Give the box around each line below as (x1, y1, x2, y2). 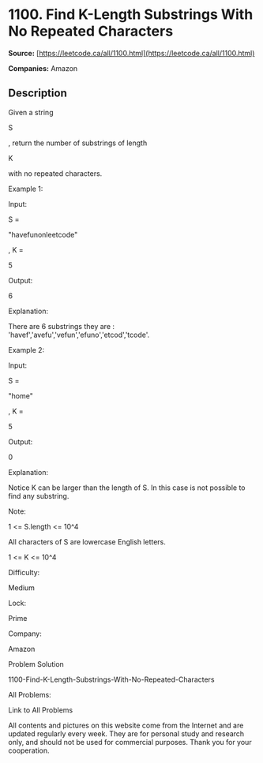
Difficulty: (8, 567, 40, 577)
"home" (8, 391, 33, 400)
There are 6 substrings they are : (8, 321, 115, 331)
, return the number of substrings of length (8, 138, 148, 148)
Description (8, 87, 67, 100)
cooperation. (8, 746, 50, 755)
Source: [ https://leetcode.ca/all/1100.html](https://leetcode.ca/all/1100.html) (8, 48, 255, 58)
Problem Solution (8, 659, 65, 668)
